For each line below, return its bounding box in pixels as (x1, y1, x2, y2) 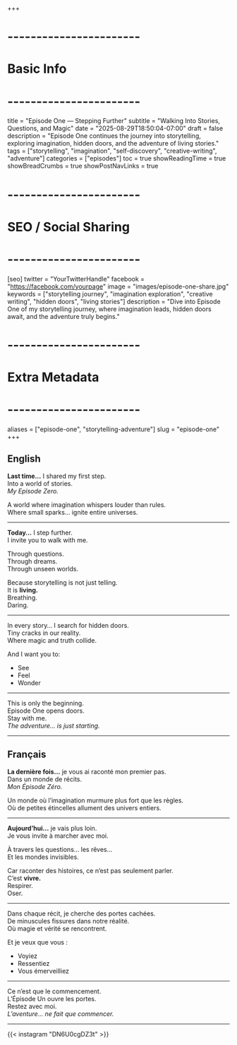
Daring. (7, 600, 29, 609)
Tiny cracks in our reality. (7, 629, 81, 637)
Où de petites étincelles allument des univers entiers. (7, 803, 162, 812)
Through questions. (7, 549, 65, 558)
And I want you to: (7, 650, 61, 658)
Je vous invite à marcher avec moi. (7, 831, 109, 840)
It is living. (7, 585, 39, 594)
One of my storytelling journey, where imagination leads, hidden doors (7, 305, 212, 313)
